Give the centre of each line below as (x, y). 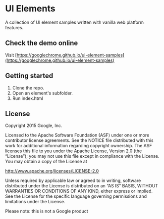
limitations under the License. (35, 202)
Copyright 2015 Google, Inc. (34, 126)
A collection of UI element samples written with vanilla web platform (75, 22)
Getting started (29, 76)
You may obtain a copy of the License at (46, 162)
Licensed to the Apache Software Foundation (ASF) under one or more (77, 135)
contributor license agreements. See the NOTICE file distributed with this (79, 140)
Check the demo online (42, 43)
